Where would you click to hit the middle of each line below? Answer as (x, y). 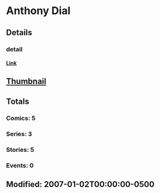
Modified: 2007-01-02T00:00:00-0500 (80, 184)
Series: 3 (19, 134)
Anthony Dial (38, 11)
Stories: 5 (20, 150)
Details (19, 33)
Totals (18, 101)
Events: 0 (20, 165)
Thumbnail (26, 81)
